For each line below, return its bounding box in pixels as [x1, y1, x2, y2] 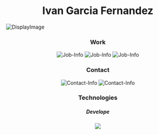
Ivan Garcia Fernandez [42, 4, 154, 18]
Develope [86, 108, 109, 115]
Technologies [78, 94, 118, 102]
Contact [86, 66, 109, 74]
